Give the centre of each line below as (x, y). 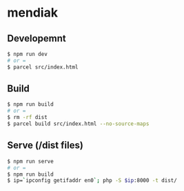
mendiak (33, 13)
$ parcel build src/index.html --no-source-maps (78, 124)
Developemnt (37, 38)
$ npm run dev (28, 54)
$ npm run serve (30, 161)
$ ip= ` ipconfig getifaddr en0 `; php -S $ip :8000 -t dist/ (92, 181)
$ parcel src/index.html (43, 67)
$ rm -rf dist (28, 118)
